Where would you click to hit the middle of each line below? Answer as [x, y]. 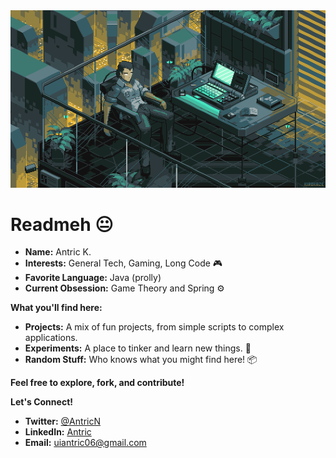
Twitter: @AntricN [62, 421]
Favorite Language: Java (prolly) [93, 278]
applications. [51, 338]
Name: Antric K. [58, 252]
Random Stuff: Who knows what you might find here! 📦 [141, 360]
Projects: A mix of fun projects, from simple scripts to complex [154, 327]
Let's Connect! [41, 402]
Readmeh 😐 [62, 224]
